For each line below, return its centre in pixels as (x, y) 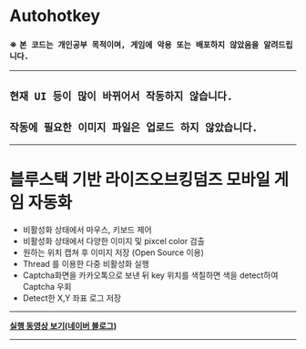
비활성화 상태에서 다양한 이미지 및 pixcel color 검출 (113, 241)
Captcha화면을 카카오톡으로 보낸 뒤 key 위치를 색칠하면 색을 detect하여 (150, 275)
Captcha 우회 (47, 286)
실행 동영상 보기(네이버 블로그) (63, 325)
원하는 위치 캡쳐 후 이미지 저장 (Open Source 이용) (113, 252)
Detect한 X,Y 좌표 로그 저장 (71, 298)
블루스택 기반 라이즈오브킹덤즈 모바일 (140, 180)
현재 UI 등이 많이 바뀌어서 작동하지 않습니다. (122, 96)
